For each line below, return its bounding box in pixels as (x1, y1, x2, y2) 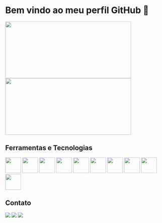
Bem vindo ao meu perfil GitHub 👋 (5, 5, 149, 16)
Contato (5, 199, 31, 207)
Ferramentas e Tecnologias (5, 143, 93, 153)
